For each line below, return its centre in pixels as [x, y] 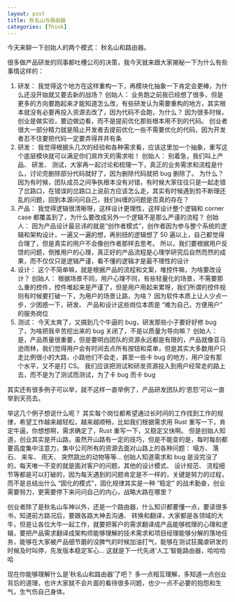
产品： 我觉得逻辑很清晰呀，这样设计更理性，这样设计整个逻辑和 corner [121, 209]
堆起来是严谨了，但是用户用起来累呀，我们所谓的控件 [143, 287]
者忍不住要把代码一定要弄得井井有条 [70, 139]
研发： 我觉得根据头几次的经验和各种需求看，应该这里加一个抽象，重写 [119, 147]
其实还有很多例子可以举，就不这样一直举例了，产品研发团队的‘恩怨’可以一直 [116, 390]
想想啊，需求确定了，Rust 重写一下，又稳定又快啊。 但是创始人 [129, 430]
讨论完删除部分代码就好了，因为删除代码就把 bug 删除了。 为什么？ [127, 174]
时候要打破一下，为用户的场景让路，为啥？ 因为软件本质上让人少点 [126, 296]
